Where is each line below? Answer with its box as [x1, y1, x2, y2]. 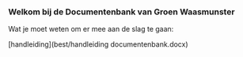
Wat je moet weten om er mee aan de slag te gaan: [8, 25, 174, 34]
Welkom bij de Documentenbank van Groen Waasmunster [8, 6, 235, 17]
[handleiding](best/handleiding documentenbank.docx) [8, 40, 188, 49]
